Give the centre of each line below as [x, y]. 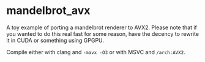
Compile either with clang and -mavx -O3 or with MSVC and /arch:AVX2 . [96, 52]
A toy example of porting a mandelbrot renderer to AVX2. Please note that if [102, 27]
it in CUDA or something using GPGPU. [55, 40]
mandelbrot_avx [48, 11]
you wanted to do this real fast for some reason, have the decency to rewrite [103, 33]
